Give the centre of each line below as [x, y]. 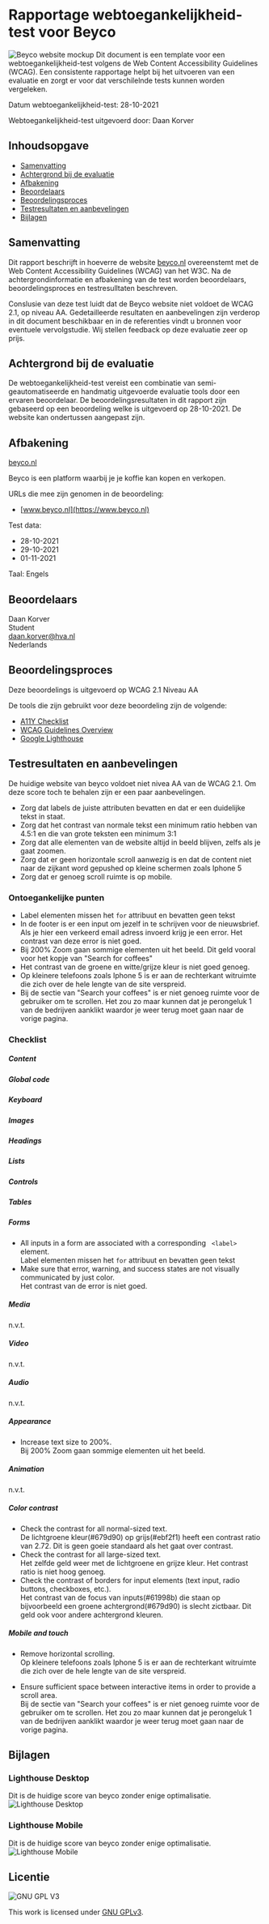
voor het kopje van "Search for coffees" [86, 958]
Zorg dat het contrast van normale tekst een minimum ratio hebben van [139, 825]
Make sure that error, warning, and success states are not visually [130, 1268]
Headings [25, 1140]
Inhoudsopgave [48, 146]
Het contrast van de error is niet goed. [84, 1285]
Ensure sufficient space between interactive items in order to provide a [138, 1687]
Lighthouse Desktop [49, 1778]
